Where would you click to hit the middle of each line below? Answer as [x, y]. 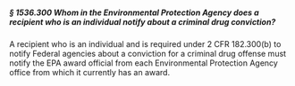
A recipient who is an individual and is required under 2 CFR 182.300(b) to [145, 43]
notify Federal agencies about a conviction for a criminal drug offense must [148, 53]
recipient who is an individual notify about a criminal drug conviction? [143, 21]
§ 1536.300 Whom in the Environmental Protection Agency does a [134, 12]
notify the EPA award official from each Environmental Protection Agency [144, 63]
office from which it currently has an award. [90, 72]
